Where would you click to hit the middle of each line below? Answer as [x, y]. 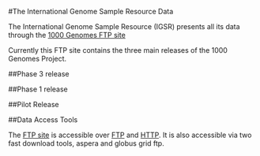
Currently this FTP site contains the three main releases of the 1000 [118, 50]
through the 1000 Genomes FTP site [67, 35]
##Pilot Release [34, 104]
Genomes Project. [38, 59]
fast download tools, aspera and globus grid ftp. [86, 143]
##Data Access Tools [43, 120]
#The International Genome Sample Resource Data [91, 11]
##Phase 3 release [39, 74]
